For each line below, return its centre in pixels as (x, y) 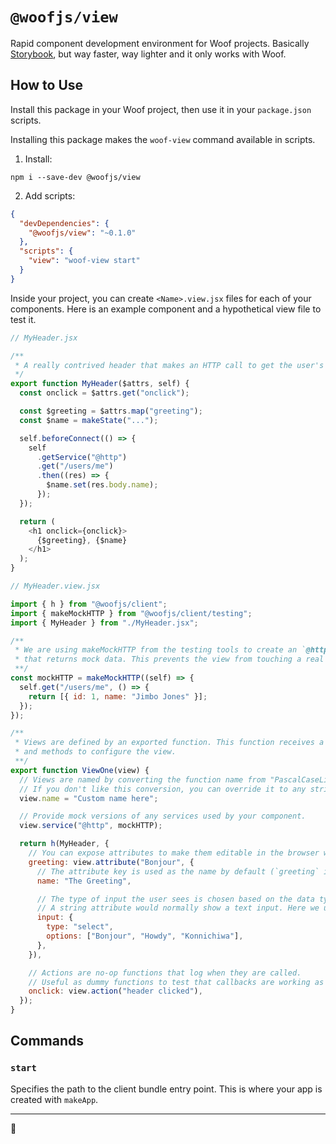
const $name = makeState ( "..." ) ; (89, 420)
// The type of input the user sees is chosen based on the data (175, 899)
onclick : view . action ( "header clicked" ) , (115, 991)
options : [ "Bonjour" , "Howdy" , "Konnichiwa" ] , (145, 936)
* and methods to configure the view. (95, 752)
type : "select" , (80, 927)
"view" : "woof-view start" (84, 261)
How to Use (47, 85)
